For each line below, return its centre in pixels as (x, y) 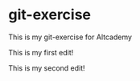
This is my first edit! (41, 52)
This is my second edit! (47, 68)
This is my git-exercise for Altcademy (70, 37)
